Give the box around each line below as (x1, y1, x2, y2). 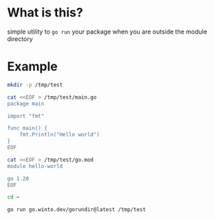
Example (7, 59, 58, 75)
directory (7, 34, 33, 42)
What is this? (7, 5, 84, 21)
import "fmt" (7, 112, 45, 119)
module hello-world (7, 162, 63, 169)
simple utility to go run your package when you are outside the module (7, 27, 208, 36)
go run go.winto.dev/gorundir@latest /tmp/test (7, 206, 147, 213)
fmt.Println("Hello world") (19, 132, 100, 138)
